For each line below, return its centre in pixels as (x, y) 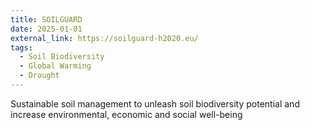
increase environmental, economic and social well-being (126, 114)
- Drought (39, 76)
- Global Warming (55, 66)
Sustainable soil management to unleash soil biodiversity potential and (155, 103)
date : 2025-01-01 (46, 29)
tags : (21, 47)
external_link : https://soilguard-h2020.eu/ (104, 38)
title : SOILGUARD (46, 19)
